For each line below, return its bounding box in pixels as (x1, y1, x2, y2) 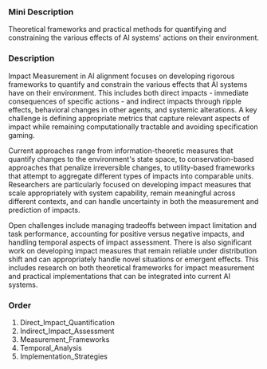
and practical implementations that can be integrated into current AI (8, 271, 231, 281)
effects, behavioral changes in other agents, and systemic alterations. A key (8, 104, 257, 114)
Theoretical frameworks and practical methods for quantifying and (8, 25, 227, 34)
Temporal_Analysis (19, 343, 82, 352)
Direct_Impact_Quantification (19, 317, 116, 327)
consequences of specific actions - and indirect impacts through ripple (8, 96, 241, 106)
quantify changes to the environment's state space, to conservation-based (8, 154, 254, 163)
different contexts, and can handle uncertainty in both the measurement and (8, 196, 259, 206)
